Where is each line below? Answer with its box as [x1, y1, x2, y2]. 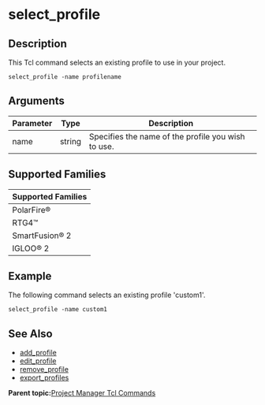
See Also [8, 327, 53, 340]
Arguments [8, 95, 65, 108]
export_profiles [19, 373, 69, 383]
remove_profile [19, 365, 69, 374]
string [59, 136, 81, 147]
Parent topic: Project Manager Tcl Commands [8, 388, 156, 398]
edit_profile [19, 356, 57, 366]
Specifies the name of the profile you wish [88, 131, 246, 142]
